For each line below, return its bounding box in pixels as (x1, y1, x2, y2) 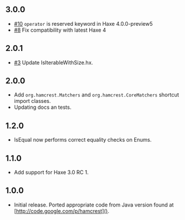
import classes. (13, 98, 51, 105)
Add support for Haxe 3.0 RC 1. (13, 169, 89, 176)
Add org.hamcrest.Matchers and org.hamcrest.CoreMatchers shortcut (13, 91, 179, 98)
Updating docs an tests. (13, 104, 72, 111)
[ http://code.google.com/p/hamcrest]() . (13, 207, 110, 214)
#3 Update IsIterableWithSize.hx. (13, 59, 93, 66)
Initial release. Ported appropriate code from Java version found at (13, 201, 174, 208)
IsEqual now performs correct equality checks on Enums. (13, 136, 152, 143)
